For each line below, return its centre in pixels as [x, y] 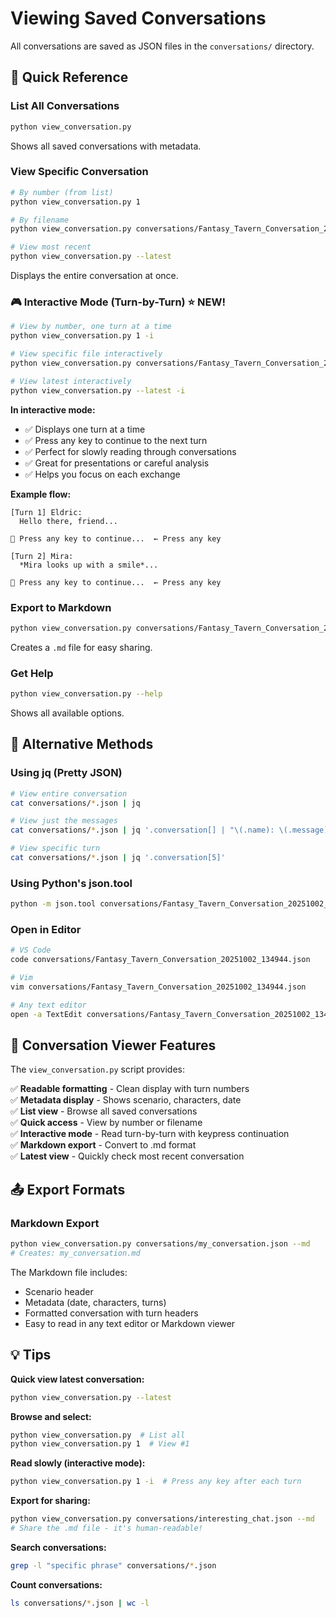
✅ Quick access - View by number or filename [106, 1123]
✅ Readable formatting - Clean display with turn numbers [130, 1089]
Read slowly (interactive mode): [78, 1463]
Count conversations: [56, 1584]
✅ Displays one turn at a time [85, 429]
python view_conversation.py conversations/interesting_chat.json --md [162, 1519]
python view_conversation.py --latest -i [98, 390]
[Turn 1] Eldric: [46, 512]
